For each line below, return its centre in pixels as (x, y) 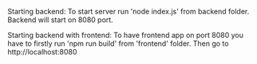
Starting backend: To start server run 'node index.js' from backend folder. (128, 11)
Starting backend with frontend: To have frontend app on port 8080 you (126, 35)
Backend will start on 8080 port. (60, 20)
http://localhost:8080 (42, 52)
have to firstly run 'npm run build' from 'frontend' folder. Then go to (118, 43)
